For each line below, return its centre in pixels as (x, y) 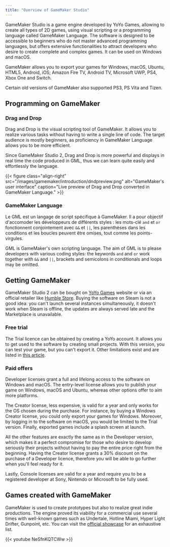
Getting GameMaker (38, 280)
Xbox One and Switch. (29, 77)
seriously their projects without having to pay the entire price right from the (84, 448)
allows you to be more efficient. (38, 145)
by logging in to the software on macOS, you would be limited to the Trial (81, 422)
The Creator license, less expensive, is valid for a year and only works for (82, 405)
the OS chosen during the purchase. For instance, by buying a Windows (80, 411)
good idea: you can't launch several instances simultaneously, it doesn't (81, 303)
